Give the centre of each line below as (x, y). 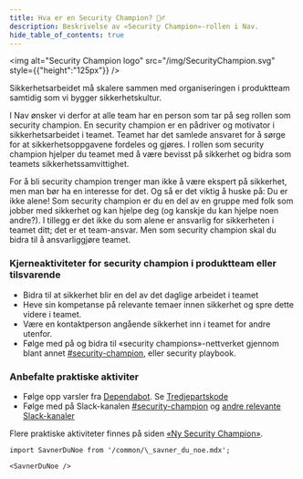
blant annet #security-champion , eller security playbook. (129, 353)
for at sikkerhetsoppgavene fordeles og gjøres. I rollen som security (137, 145)
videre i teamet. (52, 314)
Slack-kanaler (49, 415)
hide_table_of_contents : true (67, 35)
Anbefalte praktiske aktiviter (74, 377)
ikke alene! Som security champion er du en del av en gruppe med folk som (151, 201)
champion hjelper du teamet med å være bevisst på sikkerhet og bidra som (151, 154)
